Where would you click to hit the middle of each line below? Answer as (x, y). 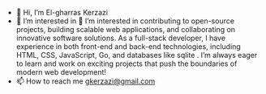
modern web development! (61, 72)
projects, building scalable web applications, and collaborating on (126, 29)
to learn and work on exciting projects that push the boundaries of (127, 63)
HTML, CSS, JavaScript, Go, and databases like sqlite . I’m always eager (137, 55)
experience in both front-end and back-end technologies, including (128, 47)
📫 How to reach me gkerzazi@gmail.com (86, 81)
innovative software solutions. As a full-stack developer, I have (120, 38)
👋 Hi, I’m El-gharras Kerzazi (62, 12)
